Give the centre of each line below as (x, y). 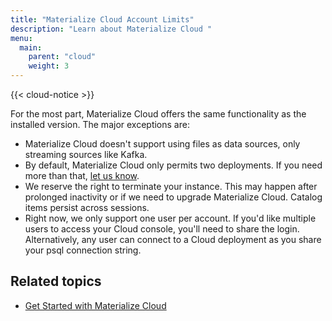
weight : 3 (49, 66)
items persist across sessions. (87, 207)
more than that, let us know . (82, 175)
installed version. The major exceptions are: (100, 124)
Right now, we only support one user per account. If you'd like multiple (170, 218)
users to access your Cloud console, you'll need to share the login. (162, 229)
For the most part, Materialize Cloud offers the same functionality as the (158, 114)
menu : (21, 38)
